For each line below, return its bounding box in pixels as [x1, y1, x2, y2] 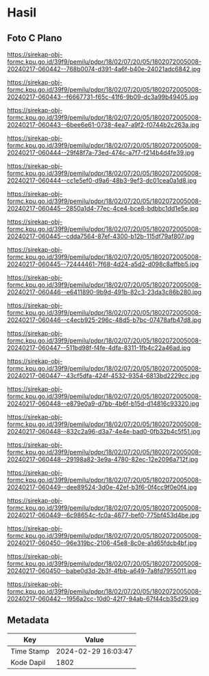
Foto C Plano [7, 32, 62, 44]
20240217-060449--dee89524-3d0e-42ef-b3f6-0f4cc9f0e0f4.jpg [7, 483, 197, 491]
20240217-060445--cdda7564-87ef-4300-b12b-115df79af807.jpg [7, 232, 195, 240]
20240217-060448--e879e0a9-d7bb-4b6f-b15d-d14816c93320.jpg [7, 399, 200, 408]
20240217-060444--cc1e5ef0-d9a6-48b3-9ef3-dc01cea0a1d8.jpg [7, 176, 197, 185]
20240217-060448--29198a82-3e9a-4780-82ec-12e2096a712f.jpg [7, 455, 199, 463]
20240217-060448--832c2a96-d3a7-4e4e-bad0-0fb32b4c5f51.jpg [7, 428, 201, 435]
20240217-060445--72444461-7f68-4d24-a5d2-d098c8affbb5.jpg [7, 260, 199, 268]
